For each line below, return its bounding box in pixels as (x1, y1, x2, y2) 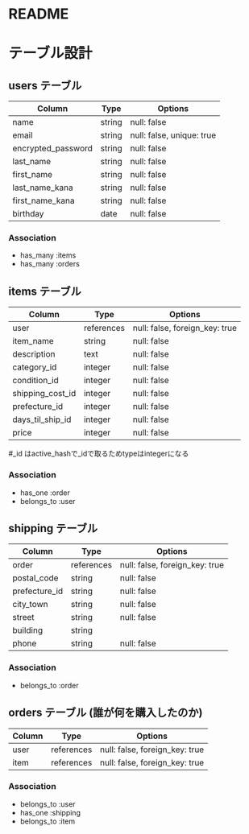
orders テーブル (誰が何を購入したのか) (8, 706, 203, 720)
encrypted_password (12, 142, 93, 154)
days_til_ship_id (12, 414, 72, 425)
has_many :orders (19, 259, 81, 269)
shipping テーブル (8, 521, 98, 535)
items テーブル (8, 284, 82, 298)
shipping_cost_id (12, 388, 77, 399)
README (8, 5, 69, 23)
